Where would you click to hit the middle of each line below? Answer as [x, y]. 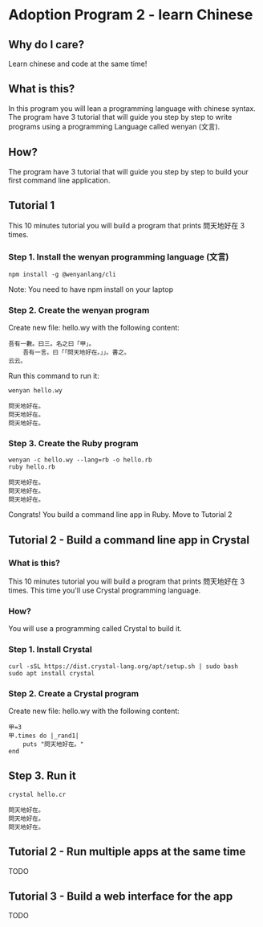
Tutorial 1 [32, 205]
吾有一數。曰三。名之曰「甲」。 [52, 344]
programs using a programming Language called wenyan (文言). [114, 126]
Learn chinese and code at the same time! [78, 64]
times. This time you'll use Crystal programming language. [105, 591]
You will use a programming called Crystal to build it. [95, 629]
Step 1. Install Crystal [50, 650]
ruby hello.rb [32, 467]
